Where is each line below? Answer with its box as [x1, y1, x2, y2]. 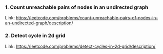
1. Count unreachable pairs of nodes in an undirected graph [5, 4, 149, 11]
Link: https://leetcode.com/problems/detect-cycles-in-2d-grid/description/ [5, 43, 156, 49]
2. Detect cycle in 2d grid [5, 32, 66, 39]
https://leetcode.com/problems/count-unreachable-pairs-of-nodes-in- [16, 15, 158, 21]
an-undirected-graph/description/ [5, 20, 73, 26]
